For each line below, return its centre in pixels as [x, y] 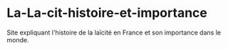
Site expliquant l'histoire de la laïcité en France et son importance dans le [114, 32]
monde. [18, 39]
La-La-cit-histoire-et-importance [107, 13]
